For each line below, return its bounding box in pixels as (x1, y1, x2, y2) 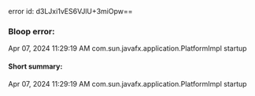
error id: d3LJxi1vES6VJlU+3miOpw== (8, 7, 133, 16)
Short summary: (8, 62, 63, 71)
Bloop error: (8, 26, 55, 37)
